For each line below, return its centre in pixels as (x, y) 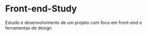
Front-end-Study (41, 9)
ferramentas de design (29, 27)
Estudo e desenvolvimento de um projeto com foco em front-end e (73, 22)
